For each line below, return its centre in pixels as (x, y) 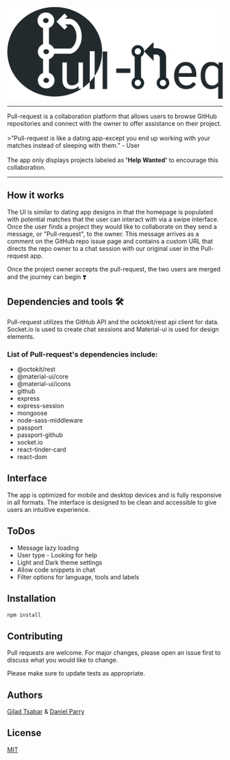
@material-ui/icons (44, 384)
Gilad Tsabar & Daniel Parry (46, 712)
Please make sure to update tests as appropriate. (76, 673)
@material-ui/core (42, 377)
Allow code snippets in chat (56, 570)
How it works (36, 195)
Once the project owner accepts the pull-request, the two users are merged (114, 269)
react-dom (32, 457)
